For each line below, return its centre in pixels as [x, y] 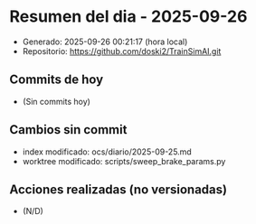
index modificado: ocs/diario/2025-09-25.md [107, 152]
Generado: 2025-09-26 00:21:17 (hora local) [105, 42]
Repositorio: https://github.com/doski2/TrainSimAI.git [122, 51]
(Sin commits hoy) [56, 101]
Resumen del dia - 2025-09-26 [128, 17]
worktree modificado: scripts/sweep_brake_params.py [124, 161]
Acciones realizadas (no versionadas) [119, 189]
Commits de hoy [57, 80]
